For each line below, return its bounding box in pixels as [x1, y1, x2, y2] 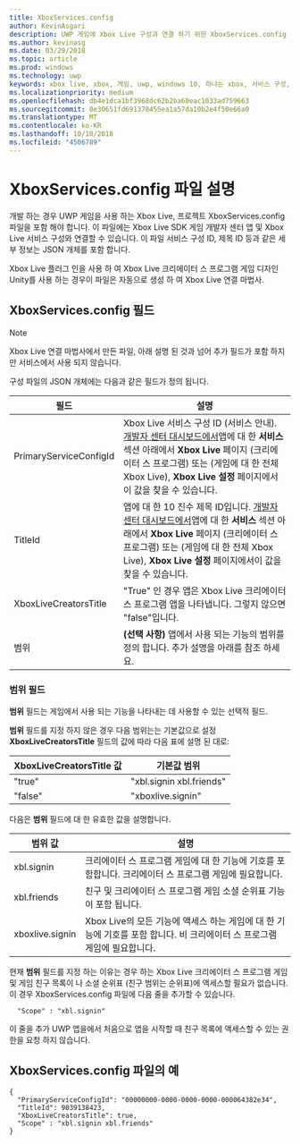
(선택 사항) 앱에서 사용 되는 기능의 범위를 [123, 628, 285, 640]
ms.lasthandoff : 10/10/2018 [9, 130, 114, 139]
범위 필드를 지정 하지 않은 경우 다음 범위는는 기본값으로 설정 [9, 725, 217, 735]
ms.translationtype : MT [9, 113, 98, 122]
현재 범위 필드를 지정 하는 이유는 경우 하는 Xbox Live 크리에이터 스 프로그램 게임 [9, 966, 288, 977]
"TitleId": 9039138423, [17, 1103, 105, 1112]
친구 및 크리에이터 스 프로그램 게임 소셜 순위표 [84, 885, 266, 897]
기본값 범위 [155, 759, 201, 772]
